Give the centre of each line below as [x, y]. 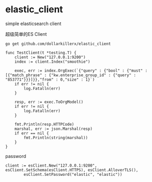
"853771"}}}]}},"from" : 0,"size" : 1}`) [50, 79]
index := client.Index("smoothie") [52, 62]
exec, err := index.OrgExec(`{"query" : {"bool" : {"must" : [81, 71]
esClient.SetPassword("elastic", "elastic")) [73, 174]
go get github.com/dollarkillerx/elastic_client [58, 44]
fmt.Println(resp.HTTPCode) [44, 124]
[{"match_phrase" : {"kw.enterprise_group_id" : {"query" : [71, 75]
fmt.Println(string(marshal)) [56, 138]
